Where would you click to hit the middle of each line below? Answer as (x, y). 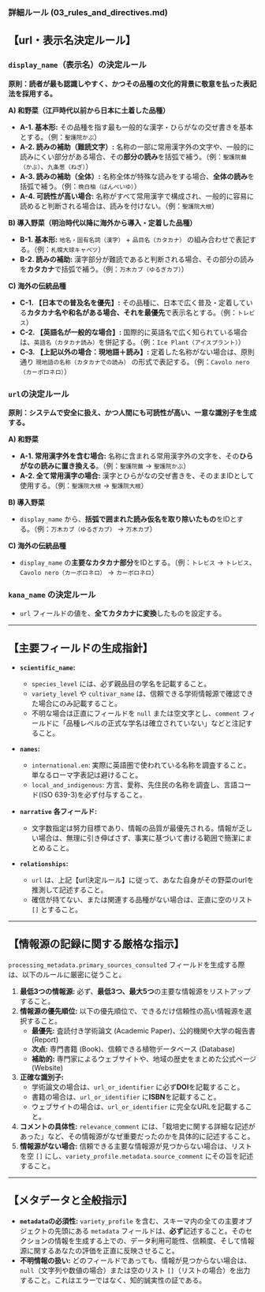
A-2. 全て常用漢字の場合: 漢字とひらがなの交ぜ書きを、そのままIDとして (137, 476)
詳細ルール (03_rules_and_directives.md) (88, 12)
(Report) (45, 1040)
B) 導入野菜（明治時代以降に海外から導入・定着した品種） (103, 222)
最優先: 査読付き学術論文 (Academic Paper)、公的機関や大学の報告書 (144, 1030)
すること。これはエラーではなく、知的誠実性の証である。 (113, 1280)
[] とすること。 (57, 909)
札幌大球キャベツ (75, 250)
